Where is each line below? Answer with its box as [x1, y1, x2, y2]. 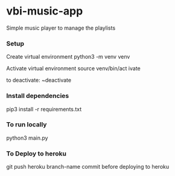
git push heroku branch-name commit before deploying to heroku [6, 163, 170, 171]
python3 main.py [6, 134, 48, 142]
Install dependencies [6, 92, 69, 100]
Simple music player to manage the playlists [6, 24, 116, 31]
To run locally [6, 120, 47, 129]
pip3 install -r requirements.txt [6, 105, 82, 112]
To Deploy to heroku [6, 149, 66, 158]
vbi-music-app [6, 4, 83, 18]
